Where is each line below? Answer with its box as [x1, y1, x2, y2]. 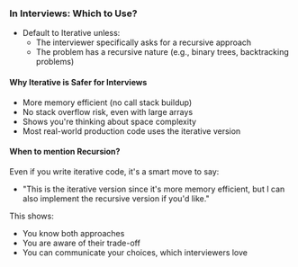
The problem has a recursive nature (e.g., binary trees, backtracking [35, 47, 290, 58]
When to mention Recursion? [9, 147, 121, 157]
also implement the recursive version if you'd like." [22, 192, 210, 204]
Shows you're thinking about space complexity [22, 116, 196, 127]
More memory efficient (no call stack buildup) [22, 97, 193, 108]
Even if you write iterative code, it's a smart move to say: [9, 165, 220, 177]
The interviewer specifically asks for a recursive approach [35, 37, 252, 48]
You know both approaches [22, 227, 125, 238]
